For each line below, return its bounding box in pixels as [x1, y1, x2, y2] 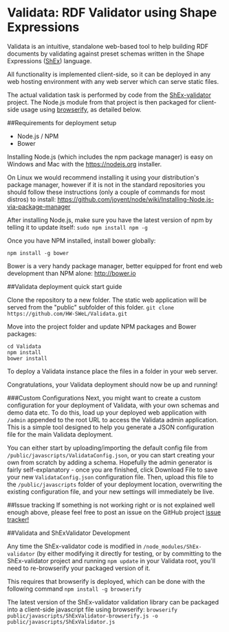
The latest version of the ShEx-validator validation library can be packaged [7, 598, 219, 606]
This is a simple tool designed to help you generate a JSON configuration [7, 423, 215, 431]
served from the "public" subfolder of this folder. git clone [7, 303, 174, 311]
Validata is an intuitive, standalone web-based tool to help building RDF [7, 42, 209, 50]
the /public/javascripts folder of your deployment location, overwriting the [7, 480, 223, 488]
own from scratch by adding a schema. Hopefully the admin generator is [7, 458, 212, 466]
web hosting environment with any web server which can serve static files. [7, 77, 219, 85]
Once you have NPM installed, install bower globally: [7, 236, 156, 245]
